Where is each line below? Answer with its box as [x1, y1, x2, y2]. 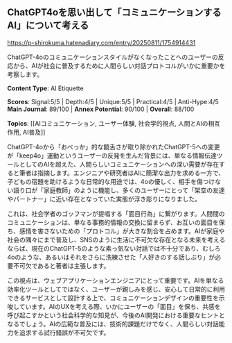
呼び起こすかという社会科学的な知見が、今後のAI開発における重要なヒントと [7, 311, 225, 319]
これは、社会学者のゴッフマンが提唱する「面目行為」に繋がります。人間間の [7, 209, 225, 217]
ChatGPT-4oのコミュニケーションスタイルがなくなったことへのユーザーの [7, 53, 218, 61]
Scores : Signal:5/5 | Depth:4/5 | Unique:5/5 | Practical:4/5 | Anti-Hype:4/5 [7, 97, 220, 106]
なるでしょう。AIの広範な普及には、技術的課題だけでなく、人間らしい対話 [7, 319, 220, 328]
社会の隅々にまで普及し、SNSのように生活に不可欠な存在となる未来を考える [7, 235, 226, 244]
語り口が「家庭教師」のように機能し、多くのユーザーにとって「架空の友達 [12, 186, 225, 194]
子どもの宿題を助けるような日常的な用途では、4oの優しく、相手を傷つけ [7, 177, 215, 185]
